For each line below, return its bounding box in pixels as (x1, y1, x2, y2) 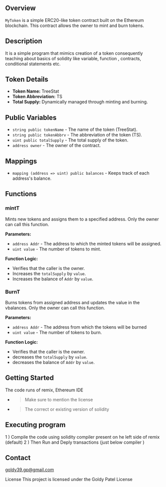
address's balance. (12, 175, 52, 181)
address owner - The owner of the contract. (12, 142, 101, 148)
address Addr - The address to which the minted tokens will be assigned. (12, 241, 162, 246)
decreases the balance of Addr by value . (12, 360, 95, 365)
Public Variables (5, 113, 57, 122)
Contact (5, 454, 31, 462)
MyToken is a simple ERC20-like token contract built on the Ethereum (5, 17, 144, 23)
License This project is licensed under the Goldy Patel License (5, 477, 133, 483)
